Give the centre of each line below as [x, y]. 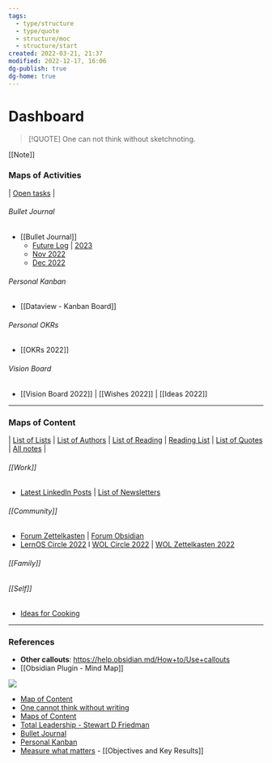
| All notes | [28, 448]
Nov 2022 [49, 254]
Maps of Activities [45, 175]
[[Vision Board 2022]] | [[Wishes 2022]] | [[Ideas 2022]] [114, 393]
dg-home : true [32, 76]
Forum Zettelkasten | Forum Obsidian [82, 536]
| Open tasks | [32, 193]
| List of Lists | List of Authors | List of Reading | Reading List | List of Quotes [136, 439]
